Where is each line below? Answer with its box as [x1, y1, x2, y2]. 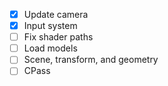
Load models [23, 42, 78, 54]
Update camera [23, 9, 89, 20]
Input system [23, 20, 78, 32]
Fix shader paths [23, 31, 94, 43]
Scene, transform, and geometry [23, 54, 159, 66]
